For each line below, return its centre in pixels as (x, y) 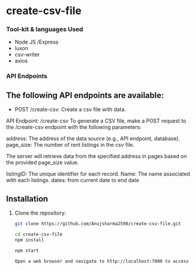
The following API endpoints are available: (85, 95)
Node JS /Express (36, 42)
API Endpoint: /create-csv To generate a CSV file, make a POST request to (96, 121)
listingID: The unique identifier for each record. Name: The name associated (98, 174)
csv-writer (27, 55)
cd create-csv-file (39, 234)
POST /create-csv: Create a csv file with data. (70, 110)
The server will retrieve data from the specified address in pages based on (97, 156)
